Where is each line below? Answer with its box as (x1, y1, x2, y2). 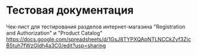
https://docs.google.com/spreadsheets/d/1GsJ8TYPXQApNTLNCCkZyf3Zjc (6, 35, 191, 43)
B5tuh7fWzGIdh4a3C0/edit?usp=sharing (6, 42, 106, 49)
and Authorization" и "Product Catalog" (6, 29, 103, 36)
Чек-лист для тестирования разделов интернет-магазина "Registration (6, 23, 186, 30)
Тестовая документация (6, 4, 134, 17)
